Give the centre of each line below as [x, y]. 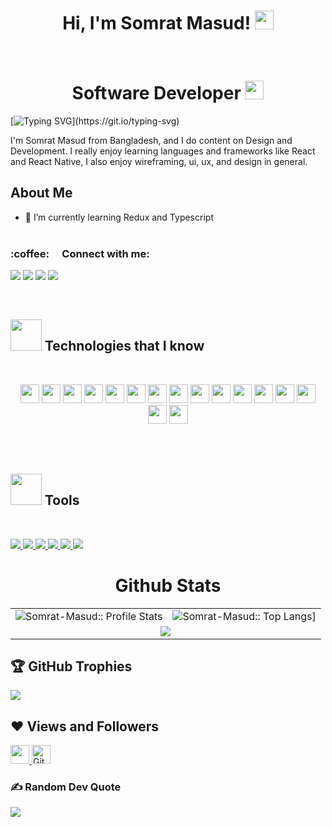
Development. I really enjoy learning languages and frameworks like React [163, 151]
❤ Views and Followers [85, 726]
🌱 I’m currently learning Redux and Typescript [119, 217]
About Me [41, 193]
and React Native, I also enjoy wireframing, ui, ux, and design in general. [159, 161]
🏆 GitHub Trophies [71, 666]
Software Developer [156, 93]
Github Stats [168, 585]
